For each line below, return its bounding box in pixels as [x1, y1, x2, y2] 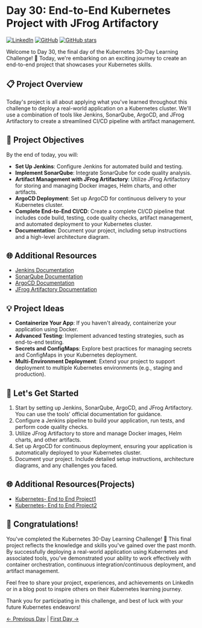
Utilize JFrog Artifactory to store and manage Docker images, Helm [14, 430, 182, 437]
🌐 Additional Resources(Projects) [6, 479, 135, 489]
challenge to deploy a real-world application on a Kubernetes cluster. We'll [6, 104, 191, 112]
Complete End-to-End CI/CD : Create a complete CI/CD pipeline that [14, 208, 185, 215]
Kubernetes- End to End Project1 [14, 495, 96, 503]
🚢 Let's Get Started [6, 388, 79, 398]
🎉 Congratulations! [6, 519, 78, 530]
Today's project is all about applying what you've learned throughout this [6, 98, 188, 106]
